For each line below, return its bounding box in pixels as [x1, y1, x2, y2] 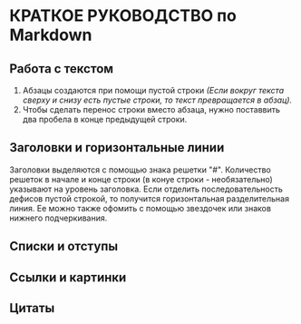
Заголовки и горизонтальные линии [9, 140, 225, 155]
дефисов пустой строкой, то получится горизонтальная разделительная [9, 192, 290, 204]
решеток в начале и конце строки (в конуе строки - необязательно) [9, 173, 274, 184]
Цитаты [9, 300, 55, 316]
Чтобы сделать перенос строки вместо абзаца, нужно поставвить [22, 104, 281, 114]
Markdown [9, 25, 92, 45]
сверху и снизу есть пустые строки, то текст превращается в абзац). [22, 94, 293, 105]
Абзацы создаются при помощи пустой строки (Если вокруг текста [22, 85, 285, 95]
